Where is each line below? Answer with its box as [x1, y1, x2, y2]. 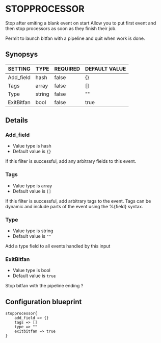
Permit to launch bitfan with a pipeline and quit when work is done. [5, 35, 145, 41]
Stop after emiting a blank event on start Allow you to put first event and [5, 20, 156, 26]
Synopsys [5, 50, 38, 59]
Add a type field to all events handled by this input [5, 243, 111, 249]
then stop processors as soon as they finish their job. [5, 25, 117, 31]
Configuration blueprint [5, 297, 82, 306]
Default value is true [12, 273, 56, 279]
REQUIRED [54, 65, 81, 72]
